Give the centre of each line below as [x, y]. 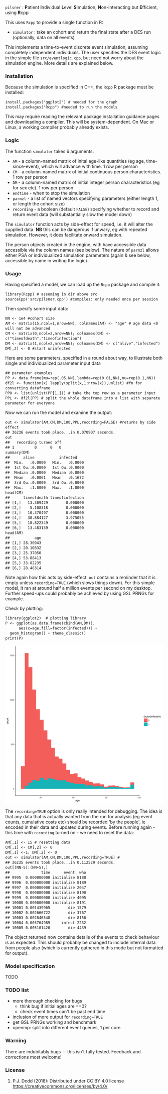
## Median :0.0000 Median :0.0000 [45, 472]
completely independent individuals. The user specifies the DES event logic [83, 52]
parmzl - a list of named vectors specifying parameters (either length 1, [86, 198]
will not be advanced [28, 329]
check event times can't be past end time [63, 1012]
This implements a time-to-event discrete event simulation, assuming [76, 47]
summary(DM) [18, 452]
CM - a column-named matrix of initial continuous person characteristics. [87, 172]
